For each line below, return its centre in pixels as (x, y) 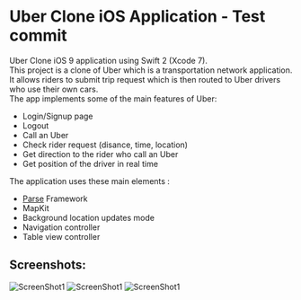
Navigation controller (61, 227)
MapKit (35, 207)
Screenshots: (48, 265)
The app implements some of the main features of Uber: (113, 98)
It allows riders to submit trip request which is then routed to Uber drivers (145, 79)
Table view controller (61, 236)
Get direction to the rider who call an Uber (100, 154)
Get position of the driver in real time (90, 163)
